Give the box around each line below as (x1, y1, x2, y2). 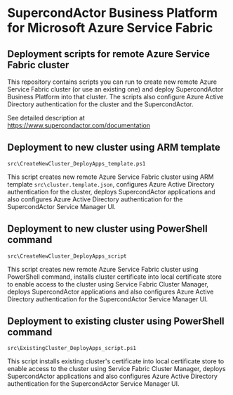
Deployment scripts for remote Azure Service (7, 48, 211, 60)
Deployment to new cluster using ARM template (7, 142, 221, 153)
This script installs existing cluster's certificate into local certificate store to (7, 357, 225, 365)
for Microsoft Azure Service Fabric (7, 20, 213, 36)
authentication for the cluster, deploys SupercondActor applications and (7, 187, 215, 196)
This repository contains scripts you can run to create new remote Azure (7, 77, 218, 86)
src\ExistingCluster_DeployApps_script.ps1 (7, 345, 137, 352)
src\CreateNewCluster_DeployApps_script (7, 252, 128, 260)
